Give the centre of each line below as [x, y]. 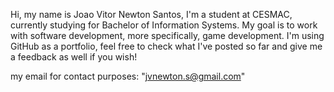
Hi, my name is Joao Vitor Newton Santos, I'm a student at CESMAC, [151, 14]
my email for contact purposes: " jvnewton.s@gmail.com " [128, 76]
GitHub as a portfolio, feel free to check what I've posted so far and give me [166, 46]
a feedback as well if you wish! [74, 57]
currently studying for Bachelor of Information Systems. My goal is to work [164, 25]
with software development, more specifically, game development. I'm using [167, 35]
